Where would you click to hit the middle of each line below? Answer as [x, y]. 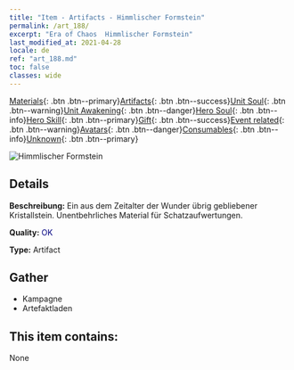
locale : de [29, 51]
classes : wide [36, 76]
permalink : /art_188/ [49, 26]
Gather [29, 277]
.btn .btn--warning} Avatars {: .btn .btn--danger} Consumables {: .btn [132, 129]
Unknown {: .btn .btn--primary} [82, 138]
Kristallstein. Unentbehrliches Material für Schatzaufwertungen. [126, 215]
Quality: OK [31, 232]
